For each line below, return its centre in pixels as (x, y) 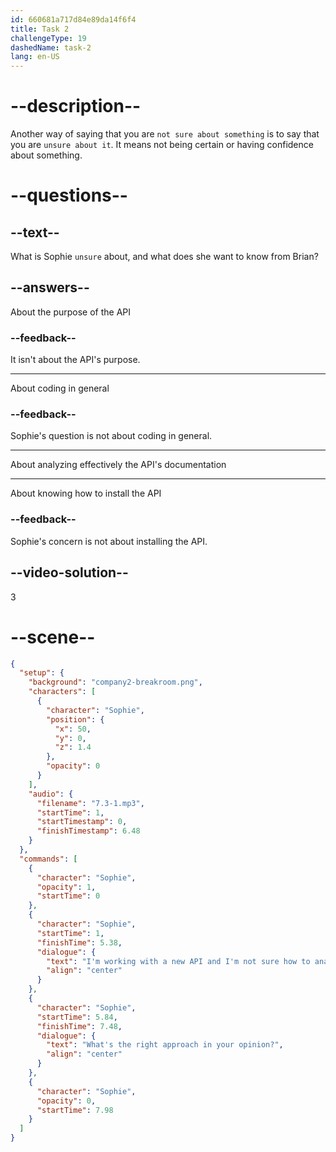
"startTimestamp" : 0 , (82, 822)
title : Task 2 (40, 29)
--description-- (76, 106)
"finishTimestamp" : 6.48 (88, 831)
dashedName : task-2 (51, 47)
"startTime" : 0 (68, 896)
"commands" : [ (48, 859)
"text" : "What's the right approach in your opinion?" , (165, 1045)
